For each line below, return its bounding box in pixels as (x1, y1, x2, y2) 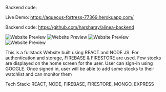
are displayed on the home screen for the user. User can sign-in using (5, 60, 153, 66)
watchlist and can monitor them (5, 71, 72, 77)
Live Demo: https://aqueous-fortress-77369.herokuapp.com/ (5, 14, 134, 20)
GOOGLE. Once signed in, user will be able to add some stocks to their (5, 66, 155, 72)
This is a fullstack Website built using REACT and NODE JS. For (5, 50, 139, 55)
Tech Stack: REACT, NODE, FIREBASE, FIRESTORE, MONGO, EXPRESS (5, 81, 154, 87)
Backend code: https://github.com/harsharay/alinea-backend (5, 24, 134, 30)
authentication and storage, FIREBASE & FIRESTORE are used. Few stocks (5, 55, 161, 61)
